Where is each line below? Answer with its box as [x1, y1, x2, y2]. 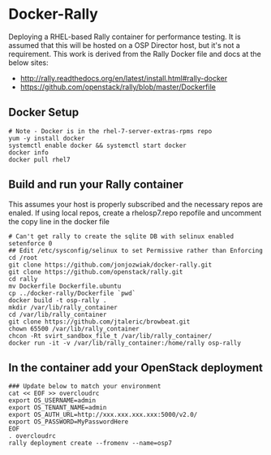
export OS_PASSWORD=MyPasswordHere [8, 418, 129, 427]
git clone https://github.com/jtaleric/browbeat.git [8, 318, 191, 326]
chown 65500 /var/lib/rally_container [8, 324, 140, 333]
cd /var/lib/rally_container [8, 310, 107, 318]
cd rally [8, 275, 38, 283]
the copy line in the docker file [8, 216, 110, 226]
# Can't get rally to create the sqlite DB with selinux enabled [8, 232, 234, 240]
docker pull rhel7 [8, 155, 71, 163]
